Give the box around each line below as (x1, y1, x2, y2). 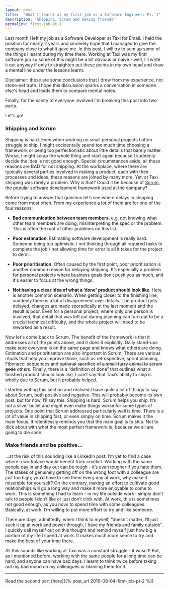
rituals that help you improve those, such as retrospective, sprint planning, (5, 355, 159, 361)
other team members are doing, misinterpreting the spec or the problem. (12, 220, 163, 226)
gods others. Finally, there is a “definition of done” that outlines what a (5, 366, 151, 372)
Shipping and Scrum (5, 125, 56, 132)
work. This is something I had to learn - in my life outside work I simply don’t (5, 490, 163, 496)
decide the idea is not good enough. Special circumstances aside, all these (5, 158, 160, 164)
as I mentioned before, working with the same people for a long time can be (5, 553, 162, 559)
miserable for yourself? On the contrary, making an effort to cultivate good (5, 480, 159, 486)
